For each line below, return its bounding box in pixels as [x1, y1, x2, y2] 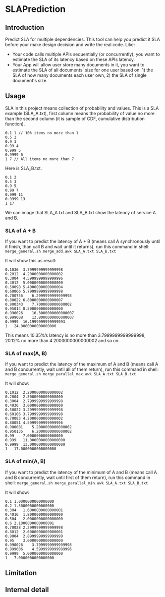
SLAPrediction [5, 3, 66, 15]
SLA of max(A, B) [5, 350, 47, 357]
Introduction [5, 23, 45, 32]
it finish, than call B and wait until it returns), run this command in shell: [5, 244, 150, 250]
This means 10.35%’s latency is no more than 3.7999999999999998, [5, 332, 146, 338]
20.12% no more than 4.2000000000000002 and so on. [5, 338, 120, 344]
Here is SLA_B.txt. [5, 165, 42, 171]
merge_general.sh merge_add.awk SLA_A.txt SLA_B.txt [5, 249, 116, 254]
